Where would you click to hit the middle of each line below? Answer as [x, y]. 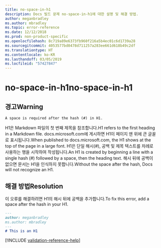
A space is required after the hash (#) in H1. [54, 118]
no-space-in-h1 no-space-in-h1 [69, 88]
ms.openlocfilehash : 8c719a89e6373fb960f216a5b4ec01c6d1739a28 [70, 41]
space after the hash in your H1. [37, 204]
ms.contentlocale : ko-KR [30, 55]
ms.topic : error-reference [32, 28]
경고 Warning [24, 107]
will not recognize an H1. [30, 170]
